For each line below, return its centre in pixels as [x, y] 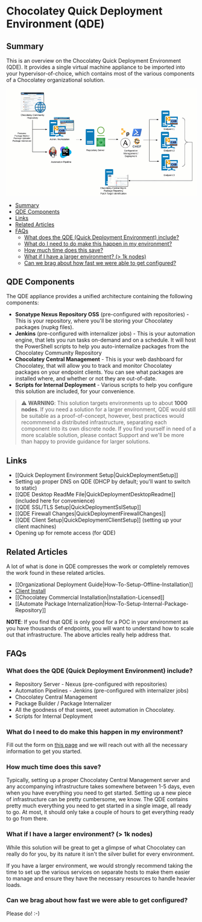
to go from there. [27, 819]
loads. [14, 885]
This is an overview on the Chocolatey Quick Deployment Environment [94, 61]
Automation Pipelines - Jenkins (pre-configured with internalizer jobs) [102, 690]
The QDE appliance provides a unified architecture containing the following [99, 296]
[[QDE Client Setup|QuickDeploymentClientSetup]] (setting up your [98, 520]
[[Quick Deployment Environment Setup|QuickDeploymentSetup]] [96, 475]
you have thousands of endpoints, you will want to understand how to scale [100, 628]
